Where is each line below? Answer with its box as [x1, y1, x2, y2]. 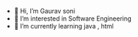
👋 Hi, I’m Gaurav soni [13, 7, 76, 15]
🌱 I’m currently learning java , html [13, 22, 114, 30]
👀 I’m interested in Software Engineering [13, 14, 132, 23]
